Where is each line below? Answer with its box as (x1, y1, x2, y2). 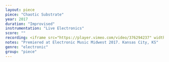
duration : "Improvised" (5, 21, 55, 26)
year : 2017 (5, 16, 28, 21)
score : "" (5, 30, 26, 35)
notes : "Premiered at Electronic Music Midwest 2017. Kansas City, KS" (5, 40, 158, 45)
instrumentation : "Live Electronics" (5, 26, 84, 31)
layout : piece (5, 7, 35, 12)
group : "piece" (5, 49, 37, 54)
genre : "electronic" (5, 44, 49, 49)
